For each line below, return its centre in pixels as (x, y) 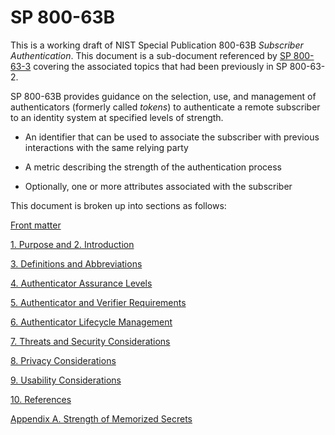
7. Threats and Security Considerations (90, 341)
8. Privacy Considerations (63, 360)
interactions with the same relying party (106, 147)
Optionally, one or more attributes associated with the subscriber (158, 186)
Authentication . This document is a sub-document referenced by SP (151, 55)
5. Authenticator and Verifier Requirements (98, 302)
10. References (41, 399)
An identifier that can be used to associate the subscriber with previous (172, 137)
